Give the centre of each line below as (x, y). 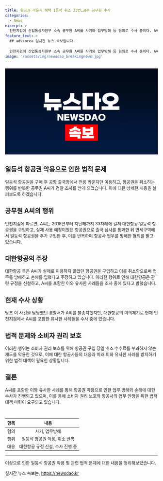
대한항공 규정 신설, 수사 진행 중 (48, 446)
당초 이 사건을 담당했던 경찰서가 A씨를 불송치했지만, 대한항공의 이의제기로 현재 (79, 313)
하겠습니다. (32, 194)
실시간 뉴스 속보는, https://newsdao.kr (42, 473)
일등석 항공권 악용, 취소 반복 (48, 439)
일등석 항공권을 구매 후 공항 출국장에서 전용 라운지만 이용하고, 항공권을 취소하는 (80, 182)
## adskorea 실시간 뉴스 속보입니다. (42, 41)
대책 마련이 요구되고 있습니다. (33, 402)
